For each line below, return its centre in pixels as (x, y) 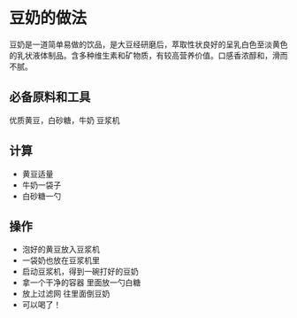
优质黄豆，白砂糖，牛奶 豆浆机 (65, 120)
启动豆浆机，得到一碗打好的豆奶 (80, 272)
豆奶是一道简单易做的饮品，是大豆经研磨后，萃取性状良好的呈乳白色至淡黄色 (148, 44)
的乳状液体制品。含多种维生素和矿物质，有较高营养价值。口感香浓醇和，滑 (145, 55)
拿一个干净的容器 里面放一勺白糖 (81, 283)
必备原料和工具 (50, 97)
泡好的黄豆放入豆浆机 (61, 250)
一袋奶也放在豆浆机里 (61, 260)
